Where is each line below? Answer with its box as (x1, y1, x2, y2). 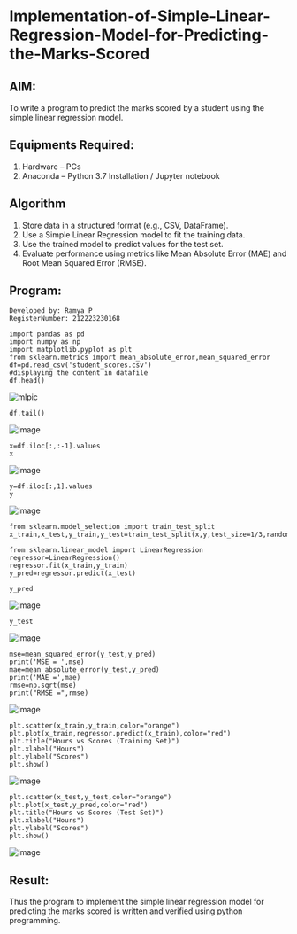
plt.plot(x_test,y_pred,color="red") (9, 800, 148, 810)
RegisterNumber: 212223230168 (9, 315, 121, 323)
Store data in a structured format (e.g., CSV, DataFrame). (21, 220, 229, 230)
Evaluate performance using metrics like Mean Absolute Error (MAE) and (21, 248, 287, 259)
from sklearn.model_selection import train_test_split (9, 523, 216, 532)
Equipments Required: (9, 137, 134, 152)
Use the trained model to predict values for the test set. (21, 238, 224, 249)
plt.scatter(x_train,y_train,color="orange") (9, 721, 179, 730)
